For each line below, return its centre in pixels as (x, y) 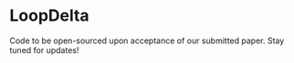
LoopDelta (49, 16)
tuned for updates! (44, 49)
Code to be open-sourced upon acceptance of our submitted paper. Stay (147, 40)
